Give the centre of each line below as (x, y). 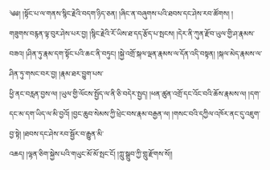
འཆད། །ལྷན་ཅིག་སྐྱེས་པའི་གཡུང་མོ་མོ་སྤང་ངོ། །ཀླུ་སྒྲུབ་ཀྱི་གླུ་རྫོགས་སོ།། (91, 154)
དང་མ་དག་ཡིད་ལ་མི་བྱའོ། (40, 113)
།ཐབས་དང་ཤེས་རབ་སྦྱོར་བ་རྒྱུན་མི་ (63, 134)
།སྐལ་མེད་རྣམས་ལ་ (239, 53)
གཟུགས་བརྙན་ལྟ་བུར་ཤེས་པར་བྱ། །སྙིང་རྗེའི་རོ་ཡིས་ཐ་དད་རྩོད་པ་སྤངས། (92, 33)
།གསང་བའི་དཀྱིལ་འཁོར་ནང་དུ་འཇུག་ (216, 113)
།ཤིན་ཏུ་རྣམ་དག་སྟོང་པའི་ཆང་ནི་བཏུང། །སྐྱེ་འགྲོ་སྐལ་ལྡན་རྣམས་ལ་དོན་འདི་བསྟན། (121, 53)
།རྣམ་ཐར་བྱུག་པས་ (81, 73)
